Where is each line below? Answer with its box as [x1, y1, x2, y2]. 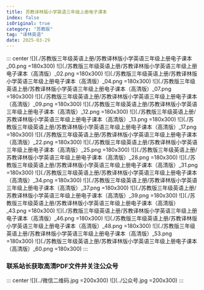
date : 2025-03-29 [6, 37, 51, 43]
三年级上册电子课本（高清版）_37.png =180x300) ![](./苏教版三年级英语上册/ [6, 184, 197, 191]
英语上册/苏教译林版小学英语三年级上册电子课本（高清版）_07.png [6, 85, 172, 92]
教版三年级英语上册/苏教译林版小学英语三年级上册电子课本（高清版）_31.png [6, 161, 198, 168]
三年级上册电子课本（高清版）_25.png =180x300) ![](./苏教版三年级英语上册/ [6, 146, 198, 153]
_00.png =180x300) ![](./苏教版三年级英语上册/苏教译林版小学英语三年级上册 [6, 62, 198, 69]
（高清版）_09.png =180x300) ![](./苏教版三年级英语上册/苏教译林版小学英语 [6, 101, 198, 107]
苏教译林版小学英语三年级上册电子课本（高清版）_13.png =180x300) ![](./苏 [6, 116, 194, 122]
